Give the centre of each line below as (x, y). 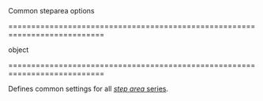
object (19, 50)
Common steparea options (51, 11)
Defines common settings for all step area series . (88, 89)
